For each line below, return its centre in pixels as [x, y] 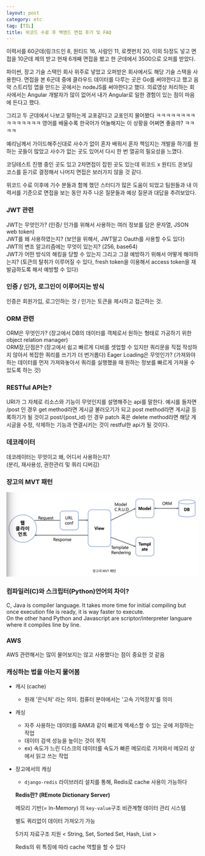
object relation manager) [37, 340]
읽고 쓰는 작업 [52, 756]
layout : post [23, 13]
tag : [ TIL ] [20, 26]
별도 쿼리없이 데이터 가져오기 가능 [55, 821]
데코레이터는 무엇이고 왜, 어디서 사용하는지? [58, 456]
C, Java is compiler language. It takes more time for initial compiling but [96, 605]
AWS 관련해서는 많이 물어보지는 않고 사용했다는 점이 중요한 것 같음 [85, 655]
